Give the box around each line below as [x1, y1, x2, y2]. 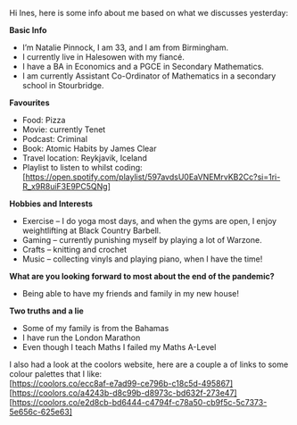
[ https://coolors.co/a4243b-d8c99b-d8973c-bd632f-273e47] [9, 387, 238, 398]
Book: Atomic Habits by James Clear [21, 143, 157, 154]
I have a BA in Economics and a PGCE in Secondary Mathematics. [21, 62, 265, 71]
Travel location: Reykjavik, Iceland [21, 153, 147, 163]
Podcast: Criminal [21, 134, 87, 144]
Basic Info [9, 25, 47, 35]
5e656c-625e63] [9, 406, 73, 417]
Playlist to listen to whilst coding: [21, 162, 143, 172]
